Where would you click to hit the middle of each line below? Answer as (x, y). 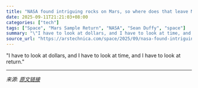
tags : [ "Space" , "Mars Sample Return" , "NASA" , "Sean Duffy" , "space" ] (96, 28)
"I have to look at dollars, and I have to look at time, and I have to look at (93, 55)
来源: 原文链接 (23, 79)
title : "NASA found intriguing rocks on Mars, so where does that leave (97, 11)
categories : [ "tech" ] (33, 22)
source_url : (21, 39)
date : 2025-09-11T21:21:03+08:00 (47, 17)
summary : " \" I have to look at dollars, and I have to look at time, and (99, 33)
